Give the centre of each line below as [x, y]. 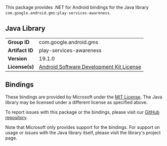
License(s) [21, 67]
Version [17, 59]
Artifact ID [20, 50]
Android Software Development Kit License [90, 67]
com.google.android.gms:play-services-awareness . [58, 13]
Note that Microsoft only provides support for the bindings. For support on [83, 127]
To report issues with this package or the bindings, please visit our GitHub [82, 112]
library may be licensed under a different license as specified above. [77, 102]
